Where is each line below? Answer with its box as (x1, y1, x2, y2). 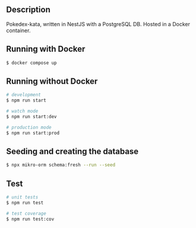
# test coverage (6, 210, 46, 216)
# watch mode (6, 108, 39, 115)
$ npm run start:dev (6, 113, 58, 119)
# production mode (6, 124, 52, 130)
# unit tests (6, 194, 39, 201)
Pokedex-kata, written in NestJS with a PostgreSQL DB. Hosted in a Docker (6, 20, 190, 27)
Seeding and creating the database (6, 146, 139, 156)
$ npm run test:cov (6, 216, 55, 222)
